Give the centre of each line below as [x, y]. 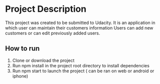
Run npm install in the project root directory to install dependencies [81, 65]
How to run [23, 48]
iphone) [20, 76]
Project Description [46, 9]
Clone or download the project [43, 60]
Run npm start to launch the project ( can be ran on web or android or [83, 71]
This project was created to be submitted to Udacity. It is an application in [80, 23]
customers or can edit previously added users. [53, 33]
